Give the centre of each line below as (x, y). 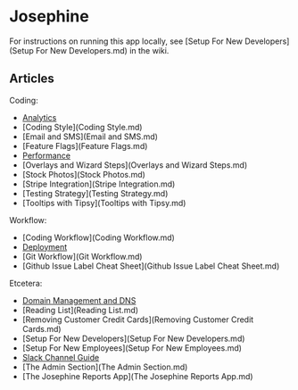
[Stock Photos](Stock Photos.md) (83, 174)
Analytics (39, 117)
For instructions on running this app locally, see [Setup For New (126, 41)
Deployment (45, 246)
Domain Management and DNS (79, 300)
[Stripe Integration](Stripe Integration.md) (99, 184)
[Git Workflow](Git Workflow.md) (82, 256)
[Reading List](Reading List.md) (80, 310)
